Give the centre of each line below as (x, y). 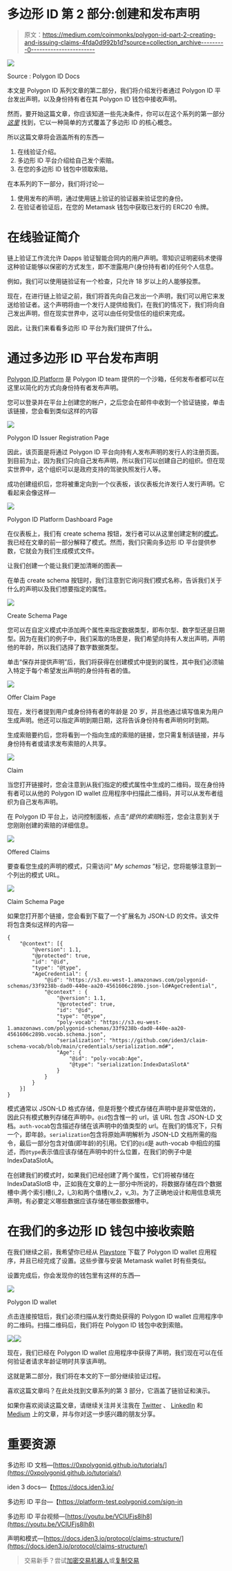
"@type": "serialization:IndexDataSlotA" (129, 1064)
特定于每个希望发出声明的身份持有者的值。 (74, 670)
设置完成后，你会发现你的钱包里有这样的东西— (74, 1275)
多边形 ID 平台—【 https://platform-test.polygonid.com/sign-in (95, 1501)
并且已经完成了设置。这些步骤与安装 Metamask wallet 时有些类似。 (115, 1260)
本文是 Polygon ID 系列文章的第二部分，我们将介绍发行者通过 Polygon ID (110, 90)
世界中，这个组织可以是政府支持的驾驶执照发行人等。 (88, 469)
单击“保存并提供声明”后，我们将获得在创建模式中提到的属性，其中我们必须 (113, 661)
